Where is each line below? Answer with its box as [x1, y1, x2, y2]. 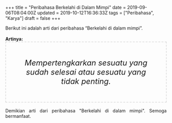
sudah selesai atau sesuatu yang [26, 67, 146, 77]
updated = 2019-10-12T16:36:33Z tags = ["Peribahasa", [37, 10, 155, 16]
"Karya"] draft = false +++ [5, 15, 61, 21]
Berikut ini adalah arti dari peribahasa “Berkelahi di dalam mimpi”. [5, 25, 143, 31]
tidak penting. [61, 77, 111, 86]
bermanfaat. [5, 113, 31, 119]
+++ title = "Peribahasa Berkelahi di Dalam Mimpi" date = [5, 5, 126, 10]
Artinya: [5, 36, 23, 42]
